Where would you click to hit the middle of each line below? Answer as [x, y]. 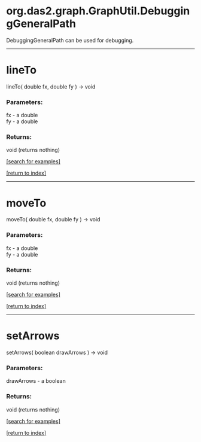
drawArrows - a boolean [36, 381]
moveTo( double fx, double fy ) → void [53, 220]
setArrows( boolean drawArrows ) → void [57, 352]
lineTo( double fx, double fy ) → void [51, 86]
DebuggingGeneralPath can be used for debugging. [70, 40]
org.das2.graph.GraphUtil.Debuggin [98, 11]
